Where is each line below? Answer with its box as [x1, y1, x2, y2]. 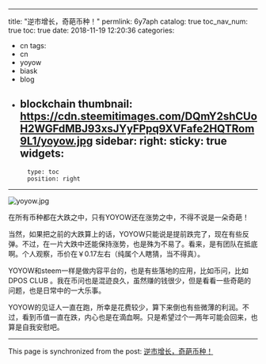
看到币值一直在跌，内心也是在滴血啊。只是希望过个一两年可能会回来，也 [21, 312, 258, 321]
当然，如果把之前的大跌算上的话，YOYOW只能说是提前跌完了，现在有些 [8, 229, 243, 238]
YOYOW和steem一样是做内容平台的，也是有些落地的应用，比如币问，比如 [8, 266, 249, 275]
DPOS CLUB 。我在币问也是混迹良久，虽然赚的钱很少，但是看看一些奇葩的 [8, 275, 252, 285]
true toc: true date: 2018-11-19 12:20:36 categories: [8, 25, 175, 35]
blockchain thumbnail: [19, 97, 133, 111]
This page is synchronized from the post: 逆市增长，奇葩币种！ [8, 346, 214, 356]
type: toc [27, 168, 59, 176]
